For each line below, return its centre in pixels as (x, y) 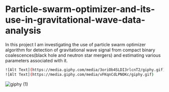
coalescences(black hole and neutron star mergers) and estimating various (83, 55)
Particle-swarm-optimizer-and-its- (80, 9)
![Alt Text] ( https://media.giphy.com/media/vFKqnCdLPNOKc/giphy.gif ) (80, 74)
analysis (23, 31)
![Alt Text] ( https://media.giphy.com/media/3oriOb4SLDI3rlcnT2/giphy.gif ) (85, 70)
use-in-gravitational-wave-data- (75, 20)
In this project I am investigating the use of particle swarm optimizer (75, 44)
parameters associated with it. (36, 60)
